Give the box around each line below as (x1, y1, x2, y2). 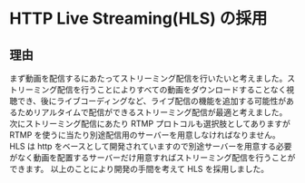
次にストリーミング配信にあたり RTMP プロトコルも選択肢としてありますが (9, 119, 290, 129)
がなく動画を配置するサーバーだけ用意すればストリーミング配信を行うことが (9, 152, 296, 163)
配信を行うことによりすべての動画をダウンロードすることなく (56, 84, 287, 95)
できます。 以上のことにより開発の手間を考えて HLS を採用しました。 (9, 164, 270, 174)
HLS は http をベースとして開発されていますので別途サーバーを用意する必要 (9, 141, 292, 151)
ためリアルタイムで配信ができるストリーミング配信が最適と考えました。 (16, 107, 288, 118)
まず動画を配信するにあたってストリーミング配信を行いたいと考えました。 (9, 73, 288, 83)
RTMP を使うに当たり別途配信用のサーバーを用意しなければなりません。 (9, 130, 281, 140)
